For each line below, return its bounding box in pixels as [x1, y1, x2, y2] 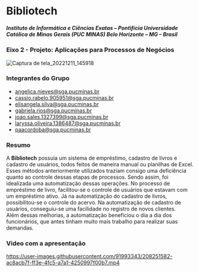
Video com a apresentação [6, 239, 86, 247]
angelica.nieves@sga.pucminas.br [14, 88, 100, 95]
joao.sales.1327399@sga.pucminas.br [14, 113, 109, 120]
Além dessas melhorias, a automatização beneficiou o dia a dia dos [6, 212, 172, 219]
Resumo [6, 140, 31, 149]
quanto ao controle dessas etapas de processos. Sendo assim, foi [6, 173, 169, 181]
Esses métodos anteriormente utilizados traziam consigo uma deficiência [6, 167, 186, 175]
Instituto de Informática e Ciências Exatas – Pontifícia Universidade [6, 24, 178, 31]
